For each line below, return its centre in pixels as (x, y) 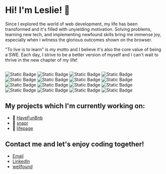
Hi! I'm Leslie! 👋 (38, 10)
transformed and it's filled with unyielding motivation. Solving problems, (79, 29)
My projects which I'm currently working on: (75, 106)
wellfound (23, 167)
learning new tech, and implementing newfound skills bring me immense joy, (83, 34)
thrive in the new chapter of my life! (41, 60)
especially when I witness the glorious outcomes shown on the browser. (79, 40)
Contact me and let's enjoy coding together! (75, 144)
